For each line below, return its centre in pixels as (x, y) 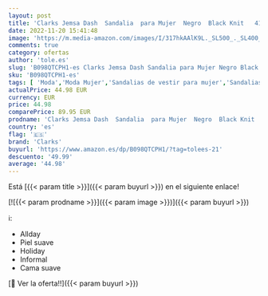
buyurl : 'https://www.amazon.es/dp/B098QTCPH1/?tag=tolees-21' (116, 149)
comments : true (33, 45)
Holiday (32, 251)
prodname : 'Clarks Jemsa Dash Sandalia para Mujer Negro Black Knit (132, 120)
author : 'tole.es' (39, 61)
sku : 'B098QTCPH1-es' (44, 75)
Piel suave (37, 243)
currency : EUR (32, 97)
